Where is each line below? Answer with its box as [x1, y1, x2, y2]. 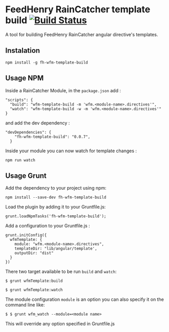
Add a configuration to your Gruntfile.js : [5, 223, 91, 229]
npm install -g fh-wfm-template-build [5, 60, 88, 65]
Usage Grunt [5, 171, 47, 180]
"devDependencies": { [5, 130, 52, 135]
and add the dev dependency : [5, 119, 70, 126]
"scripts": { [5, 97, 33, 102]
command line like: [5, 302, 45, 308]
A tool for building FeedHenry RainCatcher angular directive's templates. [5, 31, 158, 37]
